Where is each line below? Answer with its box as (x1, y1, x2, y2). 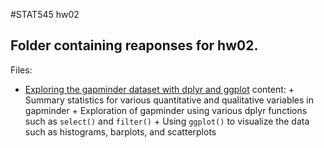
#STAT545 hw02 (10, 9, 80, 20)
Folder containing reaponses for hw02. (10, 37, 259, 54)
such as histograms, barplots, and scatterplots (24, 125, 217, 138)
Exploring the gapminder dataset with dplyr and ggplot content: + (24, 83, 295, 95)
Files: (10, 64, 33, 76)
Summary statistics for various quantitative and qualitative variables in (24, 94, 315, 106)
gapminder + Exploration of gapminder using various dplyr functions (24, 104, 308, 116)
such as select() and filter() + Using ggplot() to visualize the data (24, 115, 310, 127)
